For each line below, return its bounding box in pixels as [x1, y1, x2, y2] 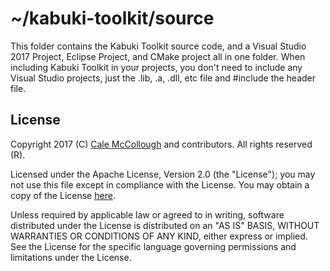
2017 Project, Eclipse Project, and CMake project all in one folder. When [10, 50, 306, 62]
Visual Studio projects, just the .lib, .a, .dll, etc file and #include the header [10, 72, 317, 84]
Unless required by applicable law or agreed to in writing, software [10, 208, 285, 221]
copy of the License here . [10, 189, 116, 201]
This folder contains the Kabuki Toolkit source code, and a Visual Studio [10, 40, 307, 52]
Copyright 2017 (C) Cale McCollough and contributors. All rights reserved [10, 138, 313, 150]
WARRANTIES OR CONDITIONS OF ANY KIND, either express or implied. [10, 230, 308, 242]
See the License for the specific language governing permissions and [10, 240, 297, 252]
